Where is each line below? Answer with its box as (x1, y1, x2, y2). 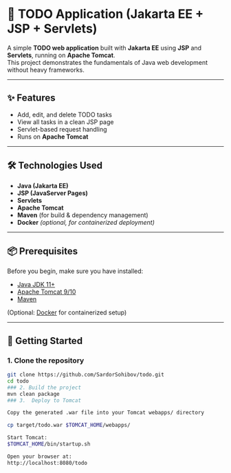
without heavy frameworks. (7, 66, 85, 74)
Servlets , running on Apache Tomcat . (7, 51, 115, 59)
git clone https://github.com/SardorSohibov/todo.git (7, 372, 165, 379)
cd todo (7, 377, 30, 385)
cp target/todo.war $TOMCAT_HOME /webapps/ (7, 422, 131, 429)
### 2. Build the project (7, 384, 81, 391)
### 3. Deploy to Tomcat (7, 396, 81, 404)
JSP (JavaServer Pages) (16, 189, 88, 197)
